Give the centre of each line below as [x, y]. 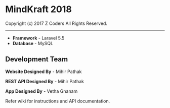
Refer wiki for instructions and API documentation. [58, 101]
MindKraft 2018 [38, 9]
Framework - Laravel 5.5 [38, 38]
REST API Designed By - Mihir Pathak [45, 81]
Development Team [37, 59]
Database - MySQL [33, 43]
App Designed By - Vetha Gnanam [41, 91]
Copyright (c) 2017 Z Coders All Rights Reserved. [56, 23]
